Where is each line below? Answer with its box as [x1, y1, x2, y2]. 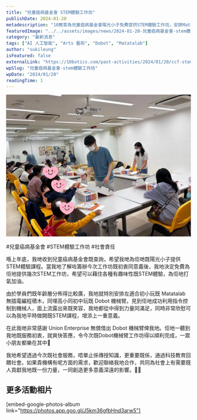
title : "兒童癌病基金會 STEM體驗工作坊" [6, 9, 96, 15]
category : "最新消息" [6, 34, 56, 40]
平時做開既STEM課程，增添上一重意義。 [26, 311, 124, 319]
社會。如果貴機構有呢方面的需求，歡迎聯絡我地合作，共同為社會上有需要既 [11, 358, 191, 366]
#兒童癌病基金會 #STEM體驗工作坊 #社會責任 [6, 243, 116, 250]
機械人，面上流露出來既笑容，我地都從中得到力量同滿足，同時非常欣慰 [16, 304, 186, 311]
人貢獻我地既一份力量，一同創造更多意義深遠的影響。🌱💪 [6, 366, 142, 373]
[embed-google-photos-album [6, 401, 80, 408]
